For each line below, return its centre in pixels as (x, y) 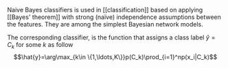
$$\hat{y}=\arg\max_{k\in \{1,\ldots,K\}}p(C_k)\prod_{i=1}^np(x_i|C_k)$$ (115, 56)
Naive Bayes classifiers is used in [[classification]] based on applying (105, 10)
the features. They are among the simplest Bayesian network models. (105, 24)
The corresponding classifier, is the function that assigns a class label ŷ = (111, 37)
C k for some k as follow (40, 46)
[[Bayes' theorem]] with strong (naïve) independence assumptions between (114, 17)
